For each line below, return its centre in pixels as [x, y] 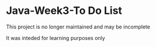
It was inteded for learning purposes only [56, 38]
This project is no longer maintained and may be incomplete [78, 27]
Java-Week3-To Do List [64, 11]
